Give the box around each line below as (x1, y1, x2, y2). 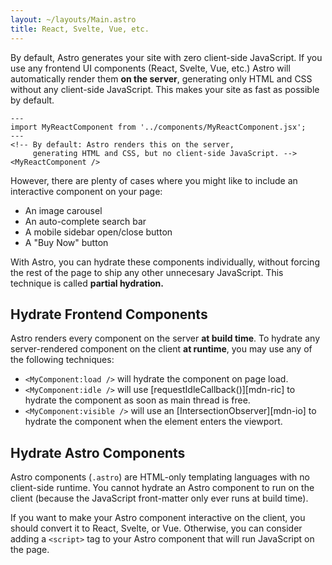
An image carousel (24, 204, 103, 216)
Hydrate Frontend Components (10, 306, 208, 323)
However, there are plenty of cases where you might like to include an (10, 174, 298, 186)
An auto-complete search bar (24, 215, 147, 227)
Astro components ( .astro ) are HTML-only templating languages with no (10, 471, 310, 483)
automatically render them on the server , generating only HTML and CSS (10, 72, 313, 85)
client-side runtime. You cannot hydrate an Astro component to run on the (10, 482, 315, 494)
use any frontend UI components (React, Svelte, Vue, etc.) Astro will (10, 62, 291, 74)
